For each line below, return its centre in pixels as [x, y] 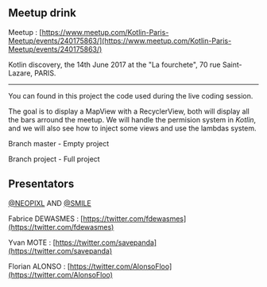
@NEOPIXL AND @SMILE [50, 203]
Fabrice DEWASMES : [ [46, 219]
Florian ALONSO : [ [39, 266]
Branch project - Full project [54, 159]
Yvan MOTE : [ [32, 242]
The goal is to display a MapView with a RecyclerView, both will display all [129, 111]
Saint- [232, 64]
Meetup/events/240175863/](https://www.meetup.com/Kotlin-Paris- [120, 41]
